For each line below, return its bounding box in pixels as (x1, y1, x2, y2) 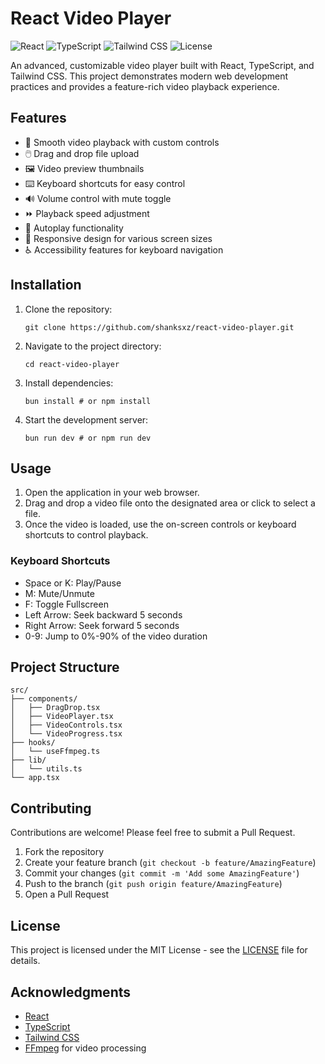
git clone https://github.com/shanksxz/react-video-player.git (24, 322, 295, 332)
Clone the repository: (24, 303, 113, 315)
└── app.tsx (10, 773, 60, 783)
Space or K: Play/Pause (24, 577, 122, 589)
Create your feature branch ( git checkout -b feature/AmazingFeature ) (24, 857, 317, 869)
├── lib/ (10, 755, 47, 766)
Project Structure (10, 659, 120, 676)
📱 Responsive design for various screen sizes (24, 232, 213, 244)
